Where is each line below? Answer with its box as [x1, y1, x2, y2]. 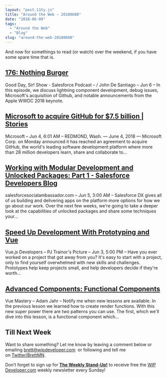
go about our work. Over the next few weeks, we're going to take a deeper [5, 203, 159, 209]
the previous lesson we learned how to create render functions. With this [5, 303, 155, 309]
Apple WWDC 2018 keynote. [5, 98, 64, 104]
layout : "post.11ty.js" [5, 7, 55, 12]
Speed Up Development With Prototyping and [5, 228, 150, 236]
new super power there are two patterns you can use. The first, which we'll [5, 308, 160, 314]
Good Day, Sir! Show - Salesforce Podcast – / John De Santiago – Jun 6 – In [5, 82, 161, 88]
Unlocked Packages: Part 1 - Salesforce [5, 171, 130, 180]
